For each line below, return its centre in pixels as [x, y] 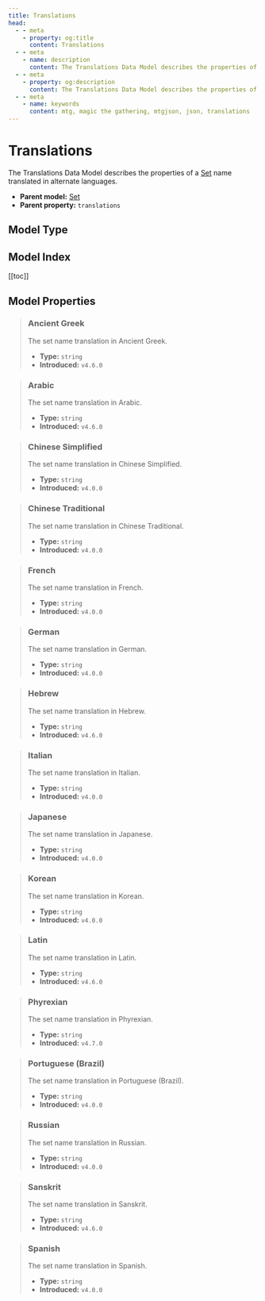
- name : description [56, 60]
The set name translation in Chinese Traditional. [106, 525]
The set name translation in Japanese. [90, 834]
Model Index [40, 257]
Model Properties [52, 301]
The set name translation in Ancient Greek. [98, 341]
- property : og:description [69, 82]
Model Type [38, 230]
